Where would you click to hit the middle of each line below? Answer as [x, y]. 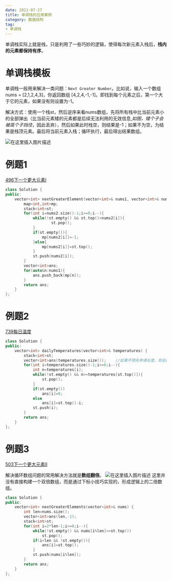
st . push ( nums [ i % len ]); [57, 555]
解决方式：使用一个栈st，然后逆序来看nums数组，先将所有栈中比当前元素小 [85, 112]
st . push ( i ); [45, 408]
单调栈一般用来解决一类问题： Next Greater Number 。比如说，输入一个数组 [83, 89]
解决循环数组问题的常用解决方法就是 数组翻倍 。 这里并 [85, 475]
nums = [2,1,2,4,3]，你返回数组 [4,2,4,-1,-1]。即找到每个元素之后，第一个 [82, 95]
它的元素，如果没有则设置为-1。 [43, 101]
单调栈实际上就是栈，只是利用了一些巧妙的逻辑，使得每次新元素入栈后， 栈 [84, 45]
